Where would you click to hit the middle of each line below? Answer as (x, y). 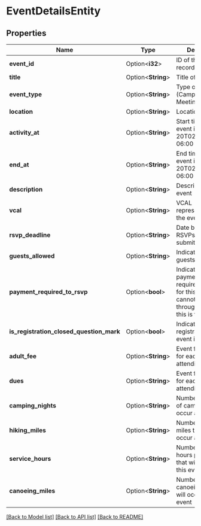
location (21, 112)
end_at (19, 165)
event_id (22, 64)
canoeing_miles (32, 491)
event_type (25, 94)
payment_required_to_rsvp (48, 292)
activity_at (25, 133)
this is (185, 314)
